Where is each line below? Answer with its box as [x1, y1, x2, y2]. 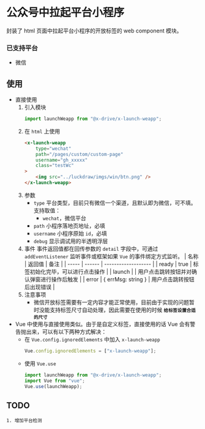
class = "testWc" [35, 163, 75, 169]
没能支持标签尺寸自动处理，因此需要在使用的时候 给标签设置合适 [39, 306, 196, 313]
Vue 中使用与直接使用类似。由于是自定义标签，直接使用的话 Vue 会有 [15, 320, 190, 327]
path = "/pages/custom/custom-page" [35, 151, 124, 157]
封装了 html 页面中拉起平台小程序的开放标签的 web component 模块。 [6, 27, 182, 34]
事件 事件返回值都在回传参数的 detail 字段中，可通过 [24, 245, 158, 252]
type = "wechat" [35, 145, 72, 152]
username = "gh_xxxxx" [35, 157, 88, 163]
